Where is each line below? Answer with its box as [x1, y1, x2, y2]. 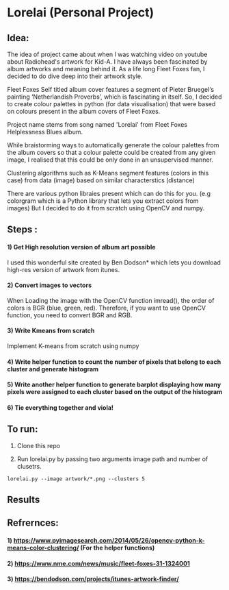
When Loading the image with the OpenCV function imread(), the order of [7, 296, 215, 304]
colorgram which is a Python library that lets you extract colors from [7, 197, 199, 205]
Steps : [7, 224, 38, 236]
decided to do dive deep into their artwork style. [7, 72, 143, 80]
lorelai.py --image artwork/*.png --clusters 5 [7, 475, 146, 482]
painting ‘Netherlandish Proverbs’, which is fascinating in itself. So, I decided [7, 93, 222, 101]
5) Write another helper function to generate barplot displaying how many [7, 380, 221, 389]
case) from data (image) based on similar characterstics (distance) [7, 176, 195, 184]
